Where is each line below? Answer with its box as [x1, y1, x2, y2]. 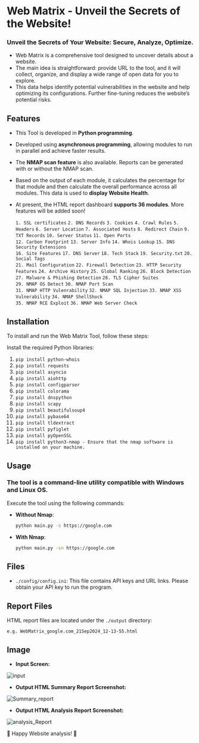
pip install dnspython [15, 395, 72, 401]
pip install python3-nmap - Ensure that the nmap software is [15, 439, 173, 446]
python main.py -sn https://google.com [15, 545, 115, 551]
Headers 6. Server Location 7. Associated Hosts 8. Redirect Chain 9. [15, 226, 190, 232]
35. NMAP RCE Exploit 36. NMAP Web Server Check [15, 300, 138, 306]
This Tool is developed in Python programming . [15, 130, 133, 137]
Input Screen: [15, 660, 50, 667]
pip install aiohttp [15, 376, 67, 382]
